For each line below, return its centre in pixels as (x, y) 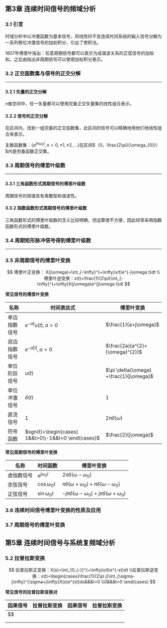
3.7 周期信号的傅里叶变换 (35, 525)
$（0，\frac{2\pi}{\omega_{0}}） (126, 145)
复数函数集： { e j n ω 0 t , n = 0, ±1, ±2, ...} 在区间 (49, 145)
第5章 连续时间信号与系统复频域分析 (60, 543)
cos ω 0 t (46, 484)
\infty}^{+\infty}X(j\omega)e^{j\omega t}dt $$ (83, 284)
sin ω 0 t (45, 494)
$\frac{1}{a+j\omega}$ (132, 324)
